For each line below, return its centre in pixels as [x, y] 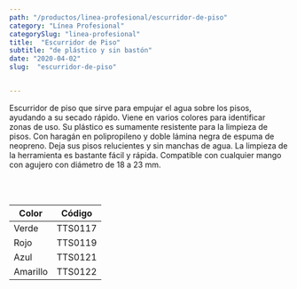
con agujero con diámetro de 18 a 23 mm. [85, 165]
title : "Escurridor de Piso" [65, 42]
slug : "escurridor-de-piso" [63, 68]
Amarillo [31, 271]
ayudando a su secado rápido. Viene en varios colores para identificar [137, 117]
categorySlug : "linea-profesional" [75, 34]
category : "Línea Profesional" [67, 26]
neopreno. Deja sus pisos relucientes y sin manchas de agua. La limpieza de [148, 145]
